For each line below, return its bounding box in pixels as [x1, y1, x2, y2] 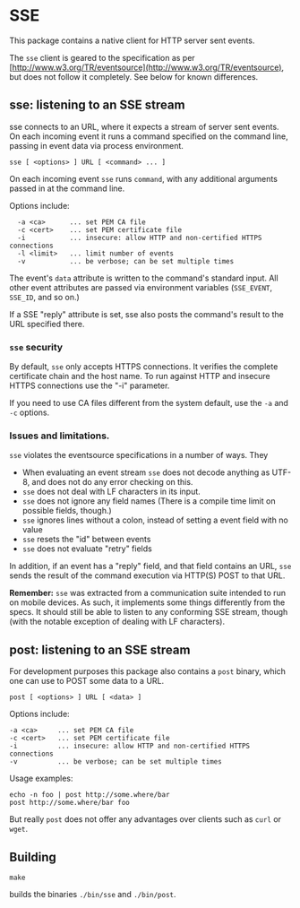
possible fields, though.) [21, 506, 112, 516]
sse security [9, 341, 64, 353]
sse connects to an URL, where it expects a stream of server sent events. [9, 121, 279, 132]
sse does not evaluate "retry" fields [21, 543, 152, 554]
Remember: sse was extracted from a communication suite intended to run [9, 588, 287, 599]
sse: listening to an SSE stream [9, 98, 185, 113]
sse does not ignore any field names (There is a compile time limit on [21, 496, 276, 506]
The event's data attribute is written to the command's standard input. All [9, 272, 279, 283]
